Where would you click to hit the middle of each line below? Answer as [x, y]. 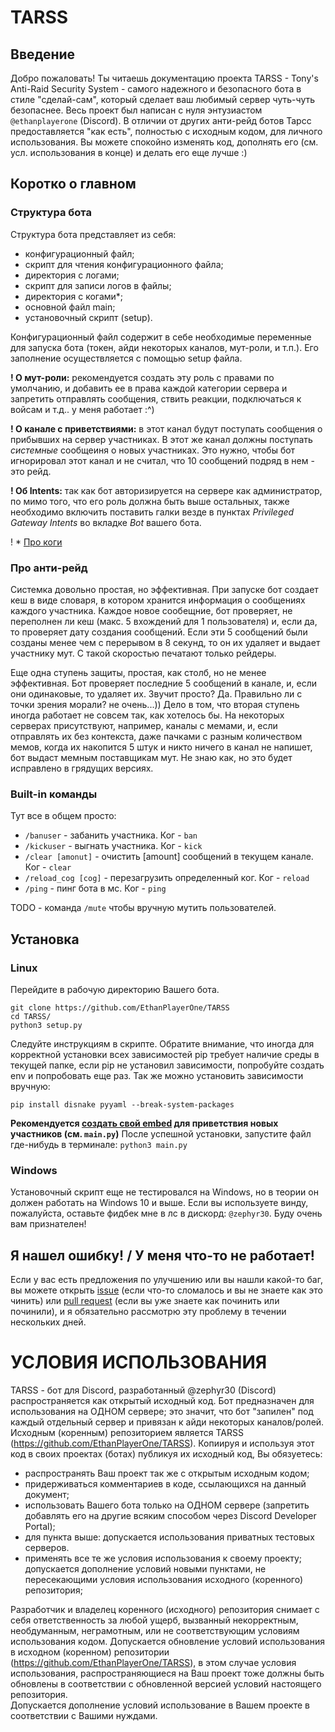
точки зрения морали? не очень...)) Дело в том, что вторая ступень [155, 704]
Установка [45, 939]
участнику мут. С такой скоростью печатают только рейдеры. [143, 653]
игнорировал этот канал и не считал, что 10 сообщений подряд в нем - [162, 460]
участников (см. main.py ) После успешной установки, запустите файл [161, 1133]
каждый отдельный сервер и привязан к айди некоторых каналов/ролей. [167, 1422]
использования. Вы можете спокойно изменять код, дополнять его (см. [164, 142]
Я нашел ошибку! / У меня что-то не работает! [162, 1255]
